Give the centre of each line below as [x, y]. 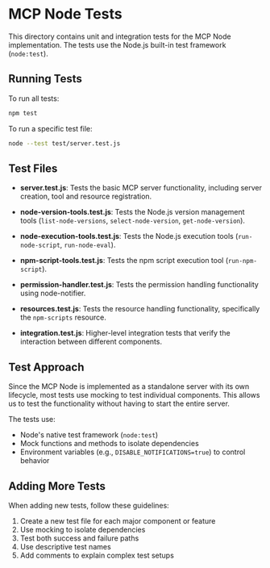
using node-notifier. [53, 293]
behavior [35, 461]
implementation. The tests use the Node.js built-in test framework [117, 44]
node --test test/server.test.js [64, 143]
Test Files [33, 168]
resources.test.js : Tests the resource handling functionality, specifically [140, 309]
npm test [23, 113]
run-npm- [243, 261]
